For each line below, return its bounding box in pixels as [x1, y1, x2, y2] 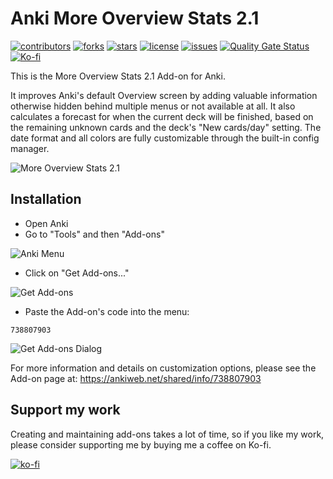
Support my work [10, 402, 121, 419]
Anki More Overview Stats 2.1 [10, 7, 260, 30]
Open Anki [24, 217, 69, 229]
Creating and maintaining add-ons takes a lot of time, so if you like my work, [10, 428, 325, 440]
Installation [10, 191, 82, 208]
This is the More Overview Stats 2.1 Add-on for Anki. [10, 70, 226, 82]
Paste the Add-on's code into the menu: [24, 305, 190, 317]
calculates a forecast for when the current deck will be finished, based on [10, 110, 314, 122]
